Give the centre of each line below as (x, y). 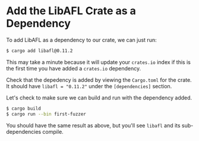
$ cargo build (24, 108)
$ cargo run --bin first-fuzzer (46, 114)
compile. (53, 132)
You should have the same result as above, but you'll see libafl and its (93, 125)
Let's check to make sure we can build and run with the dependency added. (99, 97)
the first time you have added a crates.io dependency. (74, 68)
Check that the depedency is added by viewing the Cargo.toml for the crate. (99, 80)
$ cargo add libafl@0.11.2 (40, 51)
